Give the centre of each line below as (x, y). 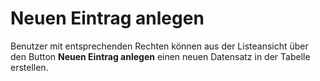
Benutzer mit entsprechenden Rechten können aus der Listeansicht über (159, 46)
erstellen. (29, 67)
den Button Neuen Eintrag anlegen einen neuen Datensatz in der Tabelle (160, 56)
